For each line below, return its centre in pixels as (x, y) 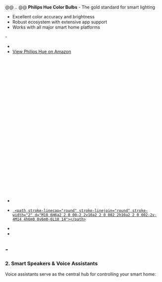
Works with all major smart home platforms (56, 27)
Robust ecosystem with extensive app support (60, 22)
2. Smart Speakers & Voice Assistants (52, 263)
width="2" (23, 215)
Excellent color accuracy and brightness (54, 17)
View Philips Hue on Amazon (42, 52)
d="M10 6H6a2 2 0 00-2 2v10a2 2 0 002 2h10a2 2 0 (87, 215)
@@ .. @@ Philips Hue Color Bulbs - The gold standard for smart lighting (80, 7)
